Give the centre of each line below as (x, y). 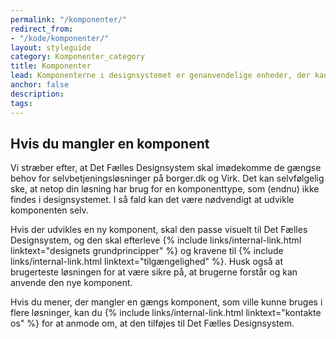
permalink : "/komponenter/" (69, 19)
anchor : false (40, 85)
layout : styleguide (51, 47)
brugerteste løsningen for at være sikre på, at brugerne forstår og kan (154, 272)
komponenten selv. (49, 210)
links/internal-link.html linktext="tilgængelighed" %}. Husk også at (147, 262)
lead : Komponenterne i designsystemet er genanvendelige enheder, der (160, 76)
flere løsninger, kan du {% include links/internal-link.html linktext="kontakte (166, 313)
